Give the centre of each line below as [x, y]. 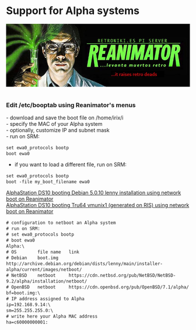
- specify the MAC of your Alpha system [55, 124]
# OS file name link [43, 252]
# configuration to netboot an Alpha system [61, 223]
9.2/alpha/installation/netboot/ [47, 281]
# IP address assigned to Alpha [45, 299]
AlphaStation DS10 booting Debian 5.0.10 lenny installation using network [94, 193]
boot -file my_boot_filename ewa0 [48, 182]
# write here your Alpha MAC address [52, 317]
